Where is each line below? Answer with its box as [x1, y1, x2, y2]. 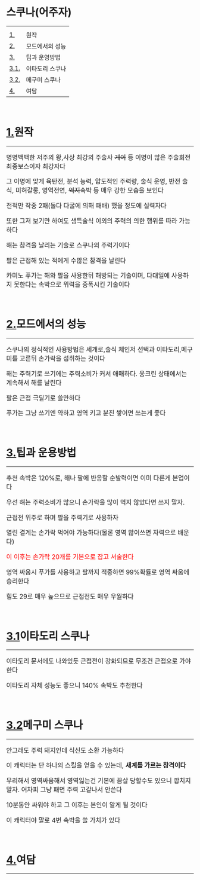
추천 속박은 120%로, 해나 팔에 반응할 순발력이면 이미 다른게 [6, 473, 171, 482]
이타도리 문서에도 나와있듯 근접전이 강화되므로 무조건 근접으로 [6, 657, 178, 665]
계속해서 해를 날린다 [6, 378, 62, 387]
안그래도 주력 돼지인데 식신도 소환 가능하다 [6, 746, 124, 754]
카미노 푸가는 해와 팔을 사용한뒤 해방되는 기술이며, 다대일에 [6, 271, 170, 280]
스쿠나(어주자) [6, 5, 72, 19]
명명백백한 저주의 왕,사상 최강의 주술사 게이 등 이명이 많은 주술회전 [6, 153, 191, 161]
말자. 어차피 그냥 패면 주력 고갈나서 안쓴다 [6, 786, 123, 794]
